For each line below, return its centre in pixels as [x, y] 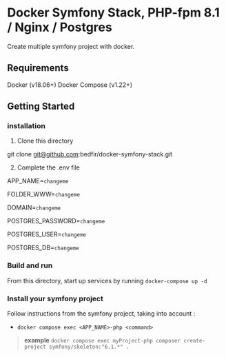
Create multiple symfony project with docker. [71, 46]
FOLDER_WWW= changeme [44, 194]
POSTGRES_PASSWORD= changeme [56, 221]
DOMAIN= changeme [34, 207]
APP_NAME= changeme [38, 181]
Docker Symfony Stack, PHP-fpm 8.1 [114, 13]
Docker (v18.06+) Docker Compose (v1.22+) [70, 85]
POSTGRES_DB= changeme [43, 248]
